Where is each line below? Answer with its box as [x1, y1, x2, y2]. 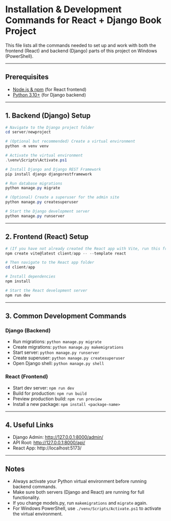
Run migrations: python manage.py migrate [12, 338, 102, 345]
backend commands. [12, 484, 57, 490]
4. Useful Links [5, 421, 54, 429]
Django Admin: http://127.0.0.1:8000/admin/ [12, 434, 103, 440]
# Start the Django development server [5, 209, 90, 214]
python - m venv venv [5, 144, 49, 149]
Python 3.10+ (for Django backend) [12, 92, 87, 98]
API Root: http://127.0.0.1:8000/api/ [12, 440, 85, 446]
